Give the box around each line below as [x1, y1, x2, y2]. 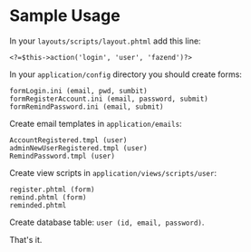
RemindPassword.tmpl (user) [9, 151, 116, 160]
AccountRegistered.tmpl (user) [9, 135, 128, 145]
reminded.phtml [9, 200, 67, 209]
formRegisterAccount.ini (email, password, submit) [9, 94, 208, 103]
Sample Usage [9, 5, 121, 26]
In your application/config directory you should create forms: [9, 69, 243, 80]
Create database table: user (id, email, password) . [9, 217, 205, 228]
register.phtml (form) [9, 185, 95, 194]
